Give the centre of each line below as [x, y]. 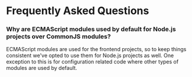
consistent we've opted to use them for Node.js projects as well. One [90, 56]
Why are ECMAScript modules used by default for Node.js [91, 29]
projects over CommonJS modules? [58, 36]
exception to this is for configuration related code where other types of [92, 62]
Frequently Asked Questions [78, 11]
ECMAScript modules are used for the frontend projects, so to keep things [96, 49]
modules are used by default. [42, 68]
